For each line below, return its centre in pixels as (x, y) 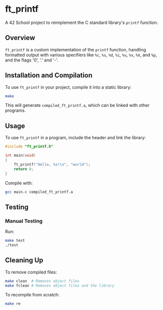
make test (15, 241)
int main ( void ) (20, 155)
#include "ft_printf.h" (29, 147)
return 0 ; (24, 169)
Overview (20, 38)
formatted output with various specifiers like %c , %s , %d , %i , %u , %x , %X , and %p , (81, 55)
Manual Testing (24, 221)
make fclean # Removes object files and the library (60, 286)
